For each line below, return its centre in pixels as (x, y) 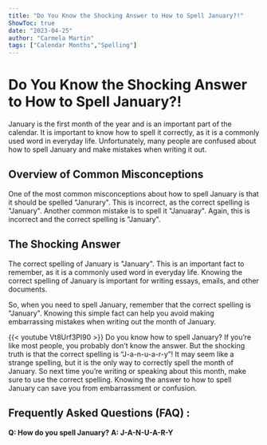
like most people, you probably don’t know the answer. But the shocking (127, 345)
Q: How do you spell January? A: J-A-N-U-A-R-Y (91, 432)
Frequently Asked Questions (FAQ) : (99, 413)
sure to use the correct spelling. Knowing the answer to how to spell (120, 379)
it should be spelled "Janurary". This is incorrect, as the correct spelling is (129, 202)
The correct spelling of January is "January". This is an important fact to (126, 264)
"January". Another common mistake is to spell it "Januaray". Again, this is (130, 211)
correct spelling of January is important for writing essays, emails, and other (133, 280)
